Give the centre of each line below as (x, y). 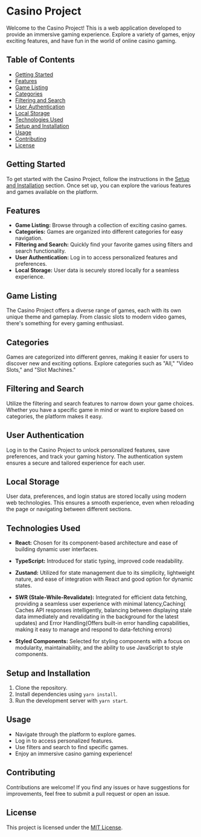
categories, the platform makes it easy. (55, 416)
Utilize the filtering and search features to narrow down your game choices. (100, 403)
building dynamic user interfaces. (56, 549)
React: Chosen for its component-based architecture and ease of (96, 543)
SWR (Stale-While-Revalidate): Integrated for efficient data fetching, (101, 597)
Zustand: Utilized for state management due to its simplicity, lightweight (105, 573)
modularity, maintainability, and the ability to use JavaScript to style (99, 648)
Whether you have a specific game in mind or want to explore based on (95, 409)
